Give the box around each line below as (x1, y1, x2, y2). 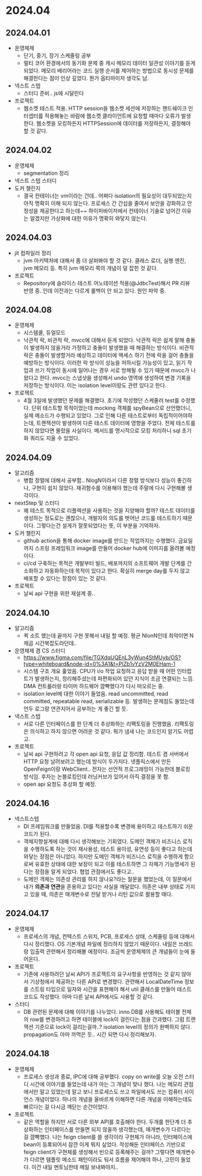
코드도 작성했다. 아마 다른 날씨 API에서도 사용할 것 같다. (23, 993, 154, 1000)
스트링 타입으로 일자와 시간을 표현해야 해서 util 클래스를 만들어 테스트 (30, 985, 192, 993)
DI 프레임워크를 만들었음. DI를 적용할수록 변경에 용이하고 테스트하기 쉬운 (23, 823, 194, 830)
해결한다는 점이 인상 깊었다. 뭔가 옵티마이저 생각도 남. (23, 75, 149, 81)
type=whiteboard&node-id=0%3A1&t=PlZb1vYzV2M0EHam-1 (23, 660, 176, 668)
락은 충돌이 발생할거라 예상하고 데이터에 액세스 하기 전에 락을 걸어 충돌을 (23, 352, 194, 359)
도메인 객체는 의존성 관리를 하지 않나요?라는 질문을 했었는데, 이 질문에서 (23, 875, 192, 882)
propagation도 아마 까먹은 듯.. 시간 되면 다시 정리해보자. (23, 1031, 156, 1038)
